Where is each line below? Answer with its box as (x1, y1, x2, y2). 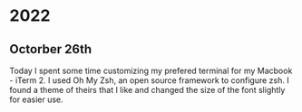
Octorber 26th (9, 42, 93, 57)
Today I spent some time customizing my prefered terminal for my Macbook (9, 65, 293, 76)
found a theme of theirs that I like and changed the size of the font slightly (9, 85, 286, 95)
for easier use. (9, 94, 63, 105)
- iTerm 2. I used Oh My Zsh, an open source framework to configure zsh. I (9, 75, 289, 86)
